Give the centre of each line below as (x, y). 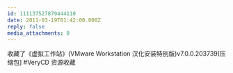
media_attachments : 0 (39, 33)
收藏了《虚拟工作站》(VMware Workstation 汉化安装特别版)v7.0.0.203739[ (114, 54)
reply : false (26, 26)
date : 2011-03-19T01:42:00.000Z (54, 20)
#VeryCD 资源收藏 (49, 63)
